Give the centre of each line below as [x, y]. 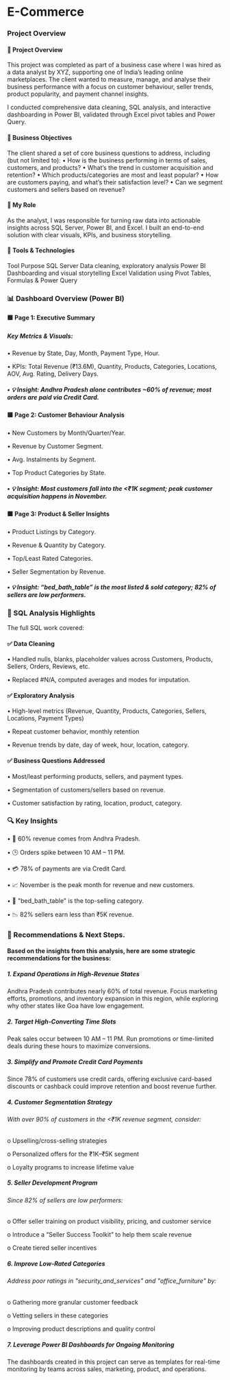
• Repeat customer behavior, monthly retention [73, 731]
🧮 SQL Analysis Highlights [51, 613]
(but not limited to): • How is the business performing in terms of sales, [107, 160]
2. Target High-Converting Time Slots [62, 1021]
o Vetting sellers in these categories [57, 1315]
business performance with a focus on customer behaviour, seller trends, [110, 87]
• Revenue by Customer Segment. [55, 446]
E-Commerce [46, 12]
